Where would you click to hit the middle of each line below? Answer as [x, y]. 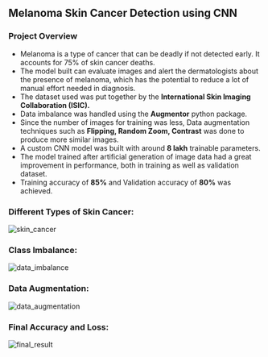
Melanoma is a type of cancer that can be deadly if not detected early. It [140, 54]
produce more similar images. [69, 139]
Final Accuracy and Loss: [59, 327]
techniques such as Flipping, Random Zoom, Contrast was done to [132, 131]
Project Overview [43, 36]
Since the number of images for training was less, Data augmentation [135, 122]
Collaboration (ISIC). [55, 105]
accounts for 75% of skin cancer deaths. [87, 62]
